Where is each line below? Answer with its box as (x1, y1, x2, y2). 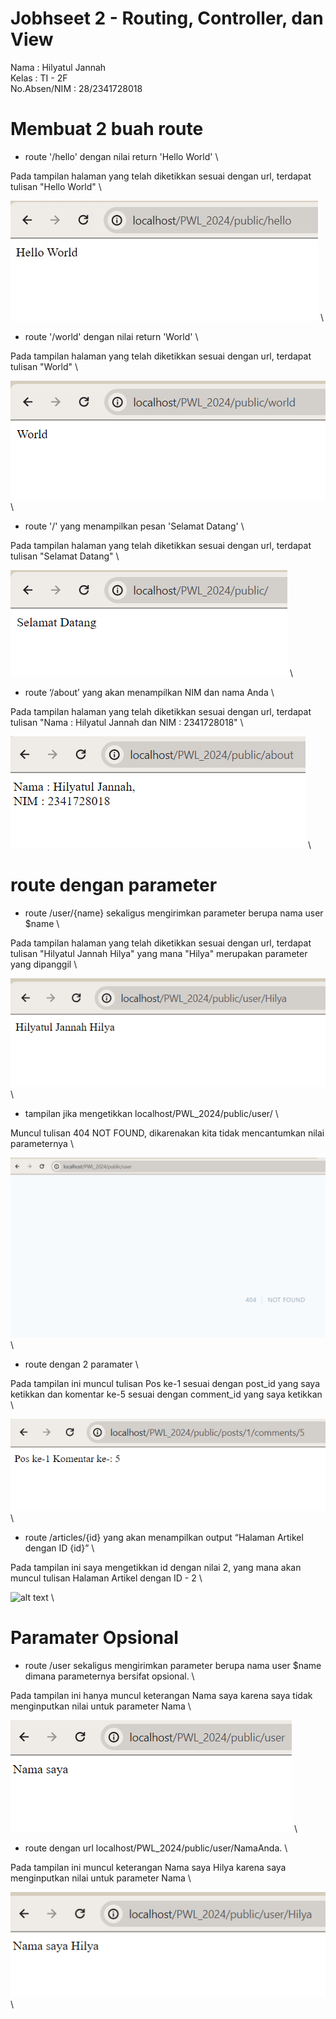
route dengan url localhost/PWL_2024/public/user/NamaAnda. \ (24, 1842, 288, 1854)
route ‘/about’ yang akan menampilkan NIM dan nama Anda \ (24, 686, 275, 698)
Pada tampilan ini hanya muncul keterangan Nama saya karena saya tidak (10, 1689, 313, 1701)
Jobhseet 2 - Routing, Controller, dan (10, 7, 324, 30)
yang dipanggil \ (10, 958, 78, 970)
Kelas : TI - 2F (10, 72, 68, 84)
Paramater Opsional (10, 1626, 179, 1649)
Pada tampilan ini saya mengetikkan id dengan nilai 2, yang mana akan (10, 1561, 302, 1573)
